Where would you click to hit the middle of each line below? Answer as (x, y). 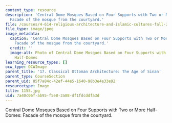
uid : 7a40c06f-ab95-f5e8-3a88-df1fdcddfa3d (52, 95)
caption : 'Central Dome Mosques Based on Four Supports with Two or (84, 39)
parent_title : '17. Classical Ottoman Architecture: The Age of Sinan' (83, 72)
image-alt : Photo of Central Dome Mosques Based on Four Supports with (88, 53)
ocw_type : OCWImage (26, 67)
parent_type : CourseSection (35, 77)
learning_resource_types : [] (36, 62)
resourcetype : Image (27, 86)
